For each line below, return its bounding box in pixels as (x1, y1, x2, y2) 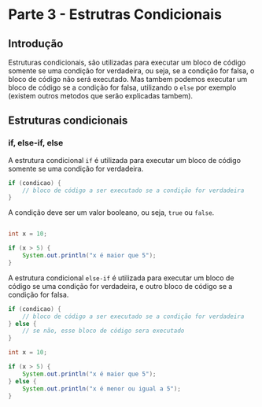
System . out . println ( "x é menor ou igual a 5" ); (22, 384, 181, 393)
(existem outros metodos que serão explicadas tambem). (8, 91, 194, 100)
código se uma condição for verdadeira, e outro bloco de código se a (8, 281, 233, 290)
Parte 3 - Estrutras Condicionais (8, 6, 223, 24)
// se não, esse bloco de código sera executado (22, 327, 185, 335)
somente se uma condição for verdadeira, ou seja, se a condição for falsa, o (8, 66, 255, 76)
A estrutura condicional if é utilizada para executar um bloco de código (8, 155, 242, 165)
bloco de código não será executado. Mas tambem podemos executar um (8, 75, 248, 83)
